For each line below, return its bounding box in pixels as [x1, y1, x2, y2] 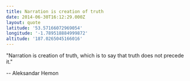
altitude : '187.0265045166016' [6, 36, 83, 42]
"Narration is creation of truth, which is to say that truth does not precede [6, 52, 184, 59]
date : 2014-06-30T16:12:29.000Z [6, 14, 85, 20]
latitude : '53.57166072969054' [6, 25, 83, 31]
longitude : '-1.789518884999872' [6, 31, 88, 36]
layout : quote [6, 19, 41, 25]
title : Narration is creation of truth [6, 8, 104, 15]
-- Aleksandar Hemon [6, 70, 59, 76]
